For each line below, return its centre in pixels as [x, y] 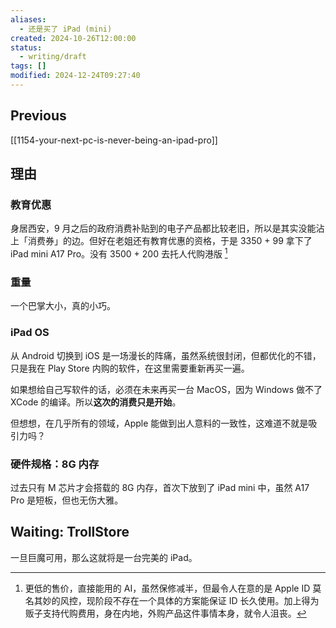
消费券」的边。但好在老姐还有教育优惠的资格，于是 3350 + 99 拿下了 [170, 241]
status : [26, 47]
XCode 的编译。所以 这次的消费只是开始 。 [96, 402]
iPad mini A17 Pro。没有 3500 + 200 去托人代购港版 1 [119, 253]
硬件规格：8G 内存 [55, 464]
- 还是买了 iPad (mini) [66, 29]
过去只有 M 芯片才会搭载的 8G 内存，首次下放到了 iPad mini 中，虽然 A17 [160, 487]
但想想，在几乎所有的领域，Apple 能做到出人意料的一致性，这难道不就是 [159, 423]
